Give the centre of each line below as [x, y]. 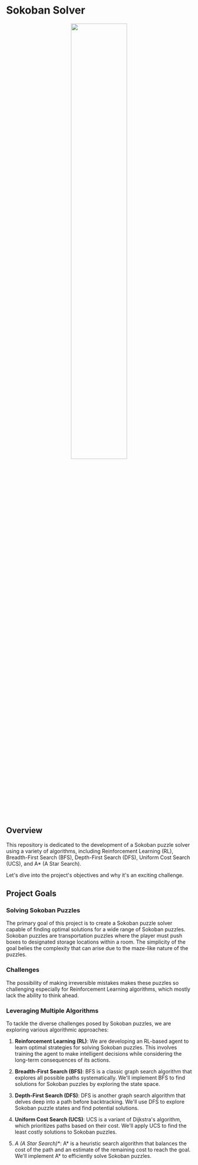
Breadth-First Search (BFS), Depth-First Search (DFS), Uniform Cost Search [98, 857]
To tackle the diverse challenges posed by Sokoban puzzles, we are [89, 1024]
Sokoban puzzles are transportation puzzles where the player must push [94, 936]
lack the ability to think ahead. [42, 995]
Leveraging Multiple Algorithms [52, 1010]
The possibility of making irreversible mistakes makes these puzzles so [93, 983]
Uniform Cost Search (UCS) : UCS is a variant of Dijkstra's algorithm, [98, 1120]
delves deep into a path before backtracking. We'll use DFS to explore [99, 1102]
